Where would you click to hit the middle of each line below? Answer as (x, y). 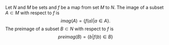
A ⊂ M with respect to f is (32, 13)
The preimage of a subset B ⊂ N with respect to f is (59, 29)
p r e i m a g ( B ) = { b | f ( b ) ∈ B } (86, 37)
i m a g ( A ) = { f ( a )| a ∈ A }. (86, 21)
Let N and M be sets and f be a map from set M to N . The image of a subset (84, 7)
